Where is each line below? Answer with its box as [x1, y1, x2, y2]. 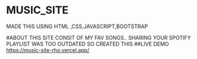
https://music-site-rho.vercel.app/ [6, 46, 90, 53]
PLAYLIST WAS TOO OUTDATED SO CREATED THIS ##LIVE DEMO [6, 40, 169, 47]
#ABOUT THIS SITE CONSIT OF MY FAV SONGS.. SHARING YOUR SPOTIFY [6, 34, 191, 41]
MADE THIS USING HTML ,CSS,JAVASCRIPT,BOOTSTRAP [6, 23, 148, 30]
